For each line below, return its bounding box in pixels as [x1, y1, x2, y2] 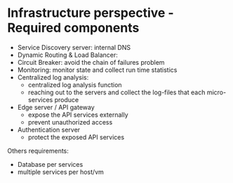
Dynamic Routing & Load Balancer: [17, 51, 118, 59]
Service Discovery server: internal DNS [17, 43, 131, 51]
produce [54, 95, 79, 103]
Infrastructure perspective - [7, 5, 174, 21]
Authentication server [17, 125, 81, 134]
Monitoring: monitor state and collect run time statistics [17, 65, 178, 74]
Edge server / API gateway [17, 103, 95, 111]
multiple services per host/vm [17, 168, 104, 176]
